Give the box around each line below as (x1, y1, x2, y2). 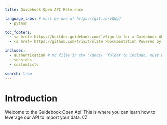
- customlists (9, 62, 39, 67)
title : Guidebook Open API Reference (5, 7, 83, 12)
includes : (5, 48, 26, 53)
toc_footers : (5, 30, 32, 35)
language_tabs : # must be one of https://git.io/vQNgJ (5, 16, 121, 21)
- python (9, 21, 28, 26)
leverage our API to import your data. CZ (5, 114, 88, 120)
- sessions (9, 57, 32, 62)
